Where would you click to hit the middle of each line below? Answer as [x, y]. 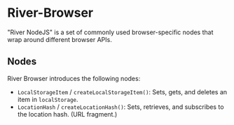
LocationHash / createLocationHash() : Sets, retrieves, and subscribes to [121, 107]
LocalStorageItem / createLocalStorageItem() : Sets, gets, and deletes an [122, 91]
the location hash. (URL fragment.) [67, 114]
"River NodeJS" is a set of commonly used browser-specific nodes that [110, 32]
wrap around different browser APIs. [60, 39]
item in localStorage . [48, 99]
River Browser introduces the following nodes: [74, 78]
